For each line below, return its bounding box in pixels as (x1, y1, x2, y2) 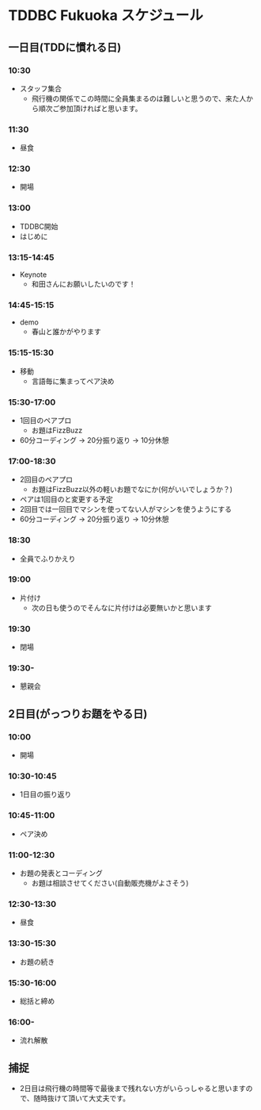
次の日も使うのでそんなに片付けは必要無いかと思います (31, 603, 212, 613)
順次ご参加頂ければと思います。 (38, 103, 142, 113)
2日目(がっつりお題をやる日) (8, 707, 148, 720)
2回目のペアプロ (19, 474, 74, 484)
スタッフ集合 (19, 83, 62, 93)
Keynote (19, 270, 47, 279)
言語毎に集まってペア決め (31, 376, 115, 386)
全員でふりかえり (19, 554, 76, 563)
